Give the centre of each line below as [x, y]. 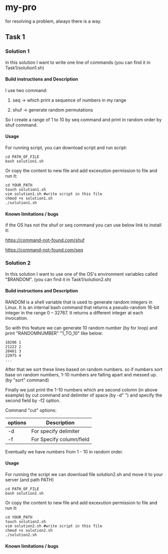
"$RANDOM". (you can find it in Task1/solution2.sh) [58, 279]
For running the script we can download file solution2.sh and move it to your [84, 474]
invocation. [17, 318]
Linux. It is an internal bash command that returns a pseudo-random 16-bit [82, 307]
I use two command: [26, 90]
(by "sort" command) [27, 380]
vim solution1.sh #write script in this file [54, 194]
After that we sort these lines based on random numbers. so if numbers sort [84, 369]
